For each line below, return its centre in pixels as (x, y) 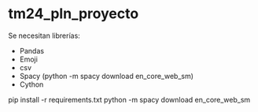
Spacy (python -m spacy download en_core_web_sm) (107, 76)
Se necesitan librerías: (44, 35)
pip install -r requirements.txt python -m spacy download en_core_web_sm (129, 99)
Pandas (32, 50)
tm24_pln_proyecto (74, 14)
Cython (31, 84)
